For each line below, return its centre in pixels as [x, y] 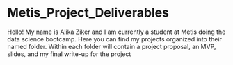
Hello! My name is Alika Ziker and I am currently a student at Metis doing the [116, 32]
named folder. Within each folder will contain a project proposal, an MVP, [112, 46]
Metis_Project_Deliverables [88, 13]
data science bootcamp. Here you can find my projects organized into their [115, 39]
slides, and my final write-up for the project [69, 54]
